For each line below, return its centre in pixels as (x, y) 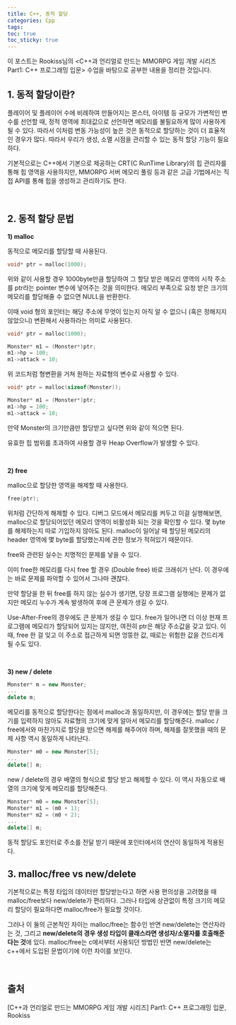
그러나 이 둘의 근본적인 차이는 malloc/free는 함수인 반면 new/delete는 (104, 924)
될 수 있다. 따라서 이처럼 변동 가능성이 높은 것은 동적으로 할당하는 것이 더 (107, 130)
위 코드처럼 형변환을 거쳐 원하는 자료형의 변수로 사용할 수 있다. (93, 374)
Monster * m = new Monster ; (47, 684)
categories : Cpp (31, 20)
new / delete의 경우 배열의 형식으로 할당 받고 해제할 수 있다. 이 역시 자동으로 (113, 779)
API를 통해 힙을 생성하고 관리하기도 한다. (70, 180)
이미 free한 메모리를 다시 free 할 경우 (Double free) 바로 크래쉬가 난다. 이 (109, 569)
